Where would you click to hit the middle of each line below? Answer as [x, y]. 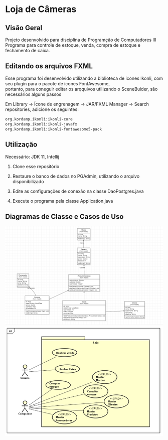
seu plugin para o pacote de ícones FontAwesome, [58, 83]
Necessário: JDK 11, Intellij [32, 157]
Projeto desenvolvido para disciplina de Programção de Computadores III [81, 40]
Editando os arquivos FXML [49, 66]
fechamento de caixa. [28, 50]
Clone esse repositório [36, 166]
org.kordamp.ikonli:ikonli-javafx [41, 124]
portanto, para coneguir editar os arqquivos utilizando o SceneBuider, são [81, 89]
